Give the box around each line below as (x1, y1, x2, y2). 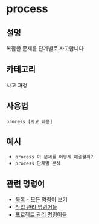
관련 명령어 (6, 178, 45, 189)
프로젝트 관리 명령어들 (14, 211, 68, 219)
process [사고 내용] (6, 118, 53, 124)
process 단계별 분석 (14, 160, 60, 167)
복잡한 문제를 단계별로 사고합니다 (6, 45, 85, 52)
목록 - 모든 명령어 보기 (14, 196, 68, 203)
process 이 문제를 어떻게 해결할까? (14, 154, 94, 160)
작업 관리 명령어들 (14, 203, 57, 211)
